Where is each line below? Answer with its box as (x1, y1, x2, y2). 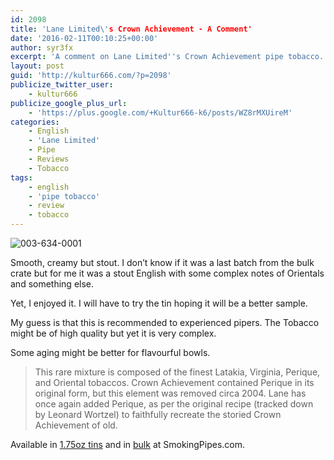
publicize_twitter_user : (10, 80, 114, 90)
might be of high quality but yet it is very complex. (10, 327, 217, 339)
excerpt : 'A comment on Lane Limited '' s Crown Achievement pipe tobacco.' (10, 52, 329, 62)
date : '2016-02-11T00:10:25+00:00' (10, 33, 159, 43)
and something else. (10, 278, 95, 290)
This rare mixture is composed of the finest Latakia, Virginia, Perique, (34, 366, 321, 378)
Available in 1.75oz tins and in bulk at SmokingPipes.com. (10, 439, 246, 450)
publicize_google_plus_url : (10, 98, 128, 108)
